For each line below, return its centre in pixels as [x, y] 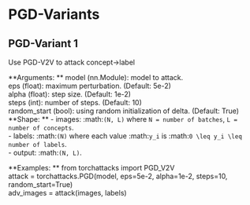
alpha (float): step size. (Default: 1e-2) [70, 94]
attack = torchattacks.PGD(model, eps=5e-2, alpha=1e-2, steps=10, [118, 176]
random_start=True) [41, 185]
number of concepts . [41, 128]
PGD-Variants [54, 15]
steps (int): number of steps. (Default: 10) [75, 102]
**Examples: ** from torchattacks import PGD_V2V [91, 168]
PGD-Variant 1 [43, 44]
